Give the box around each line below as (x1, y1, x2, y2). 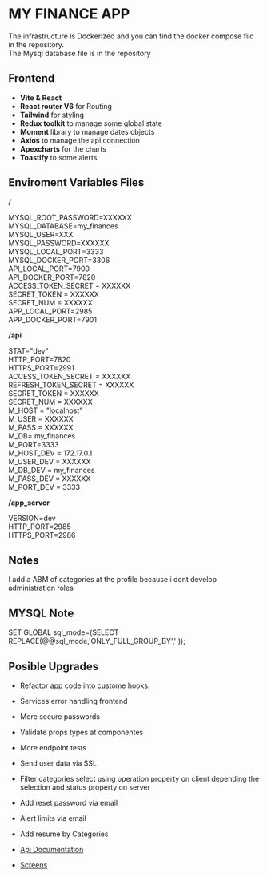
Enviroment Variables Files (8, 176, 145, 189)
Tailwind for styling (19, 110, 85, 119)
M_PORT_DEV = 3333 (8, 482, 81, 491)
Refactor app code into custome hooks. (19, 681, 150, 690)
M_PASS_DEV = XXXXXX (8, 474, 91, 483)
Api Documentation (19, 845, 84, 854)
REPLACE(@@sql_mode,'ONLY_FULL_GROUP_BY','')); (8, 637, 186, 646)
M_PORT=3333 (8, 439, 59, 449)
